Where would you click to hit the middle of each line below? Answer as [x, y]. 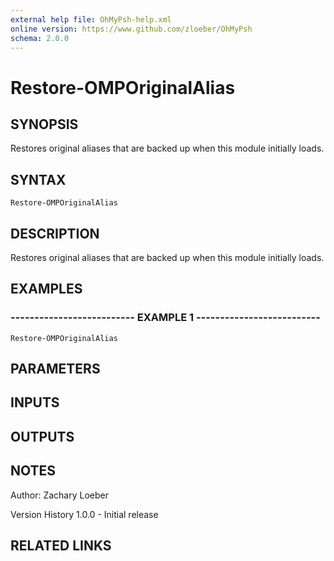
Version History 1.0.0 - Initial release [84, 514]
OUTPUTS [42, 436]
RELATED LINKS [61, 546]
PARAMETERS [55, 369]
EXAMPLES [46, 289]
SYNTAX [38, 179]
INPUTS [35, 402]
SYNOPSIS [44, 124]
